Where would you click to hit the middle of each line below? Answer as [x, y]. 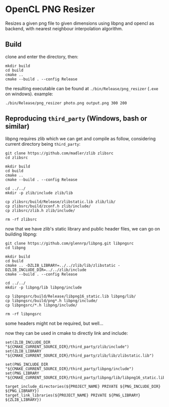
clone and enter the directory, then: [42, 56]
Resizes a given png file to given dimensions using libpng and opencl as [80, 23]
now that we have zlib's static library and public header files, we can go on [82, 228]
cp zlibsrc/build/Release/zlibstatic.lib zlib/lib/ [60, 202]
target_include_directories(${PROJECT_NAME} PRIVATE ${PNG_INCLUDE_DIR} [83, 386]
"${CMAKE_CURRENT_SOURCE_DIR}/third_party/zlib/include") [67, 346]
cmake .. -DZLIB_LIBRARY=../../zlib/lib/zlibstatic [60, 265]
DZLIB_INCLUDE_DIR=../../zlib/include [46, 270]
